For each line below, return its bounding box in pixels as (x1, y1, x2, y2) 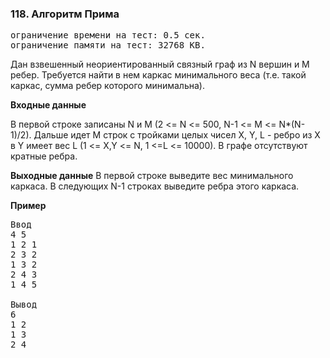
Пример (10, 200, 47, 212)
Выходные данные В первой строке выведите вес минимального (10, 170, 294, 182)
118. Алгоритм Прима (10, 7, 120, 21)
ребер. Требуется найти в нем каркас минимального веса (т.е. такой (10, 69, 307, 81)
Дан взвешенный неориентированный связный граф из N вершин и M (10, 58, 310, 71)
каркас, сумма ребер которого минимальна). (10, 80, 205, 92)
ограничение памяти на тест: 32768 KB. (10, 40, 206, 51)
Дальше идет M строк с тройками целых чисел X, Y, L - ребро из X (33, 129, 321, 141)
